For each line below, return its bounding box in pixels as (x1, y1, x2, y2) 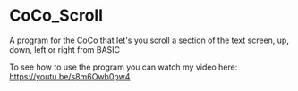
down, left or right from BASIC (9, 44, 121, 54)
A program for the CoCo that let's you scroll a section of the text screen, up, (9, 35, 289, 45)
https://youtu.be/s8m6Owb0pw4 (9, 70, 131, 81)
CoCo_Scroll (9, 5, 103, 26)
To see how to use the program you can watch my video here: (9, 62, 238, 72)
